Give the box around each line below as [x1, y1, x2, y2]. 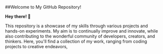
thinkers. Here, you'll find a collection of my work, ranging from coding [5, 38, 147, 44]
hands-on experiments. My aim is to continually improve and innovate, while [5, 28, 158, 34]
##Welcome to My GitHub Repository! [5, 4, 81, 10]
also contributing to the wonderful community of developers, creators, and [5, 34, 155, 39]
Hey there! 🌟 [5, 14, 31, 19]
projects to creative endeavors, [5, 44, 68, 49]
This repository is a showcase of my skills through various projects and [5, 23, 148, 29]
